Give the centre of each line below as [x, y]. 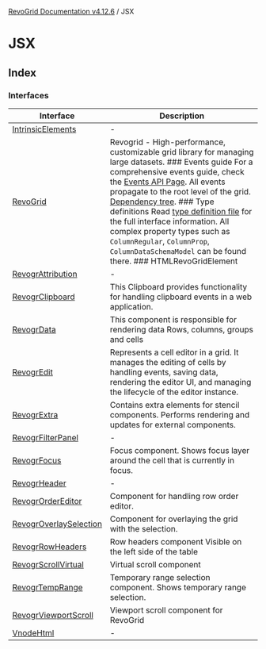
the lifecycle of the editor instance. [174, 392]
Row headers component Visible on [176, 541]
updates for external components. [173, 424]
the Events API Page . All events [167, 182]
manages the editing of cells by [168, 362]
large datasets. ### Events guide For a [181, 162]
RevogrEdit [32, 372]
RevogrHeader [39, 483]
